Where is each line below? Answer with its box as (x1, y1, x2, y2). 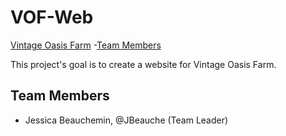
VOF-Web (10, 6, 94, 29)
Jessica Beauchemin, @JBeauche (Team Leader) (24, 114, 229, 126)
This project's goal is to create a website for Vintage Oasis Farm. (10, 58, 277, 70)
